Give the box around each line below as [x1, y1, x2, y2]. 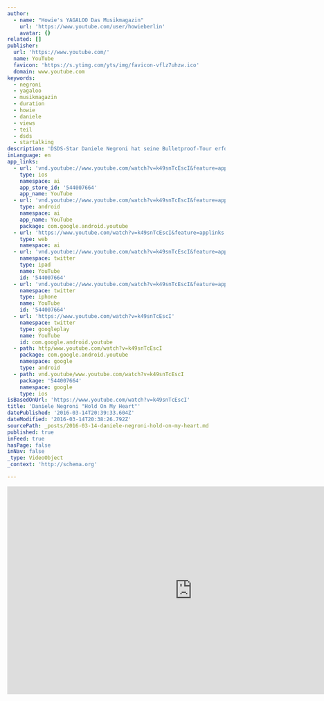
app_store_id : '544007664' [19, 184, 98, 191]
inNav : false [7, 448, 45, 455]
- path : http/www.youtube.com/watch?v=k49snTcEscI [13, 345, 163, 352]
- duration [13, 100, 45, 107]
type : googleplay [19, 326, 70, 332]
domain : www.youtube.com [13, 68, 85, 75]
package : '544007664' [19, 377, 82, 384]
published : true [7, 429, 54, 436]
